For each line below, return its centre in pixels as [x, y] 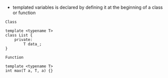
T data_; [33, 44]
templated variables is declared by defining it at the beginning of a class [88, 7]
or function [24, 13]
